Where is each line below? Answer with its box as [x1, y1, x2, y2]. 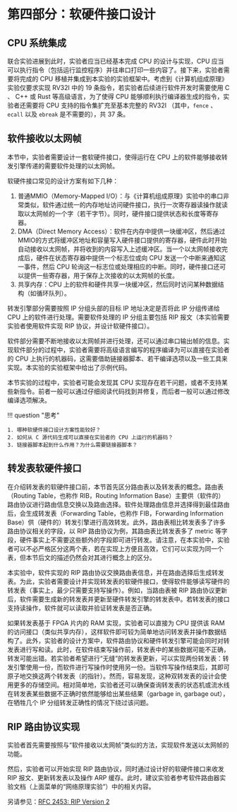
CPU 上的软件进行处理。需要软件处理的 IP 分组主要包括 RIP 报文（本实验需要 [7, 313, 230, 321]
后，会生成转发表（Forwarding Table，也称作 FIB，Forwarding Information [7, 509, 224, 517]
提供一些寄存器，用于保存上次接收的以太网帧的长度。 [23, 271, 178, 279]
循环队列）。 [36, 289, 71, 297]
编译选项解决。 [7, 395, 51, 404]
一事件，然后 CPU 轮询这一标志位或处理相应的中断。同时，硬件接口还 [17, 262, 220, 271]
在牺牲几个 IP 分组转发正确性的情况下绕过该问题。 [7, 698, 153, 707]
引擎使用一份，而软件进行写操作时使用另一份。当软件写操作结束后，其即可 [13, 663, 230, 671]
